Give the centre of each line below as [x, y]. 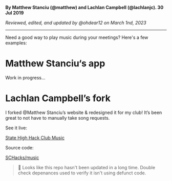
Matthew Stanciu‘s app [55, 64]
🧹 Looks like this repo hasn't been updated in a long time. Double [86, 167]
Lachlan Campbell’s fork [58, 98]
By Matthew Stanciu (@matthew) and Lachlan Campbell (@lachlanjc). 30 [84, 7]
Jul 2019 [15, 13]
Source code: [19, 147]
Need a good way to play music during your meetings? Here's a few [77, 37]
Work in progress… [25, 77]
